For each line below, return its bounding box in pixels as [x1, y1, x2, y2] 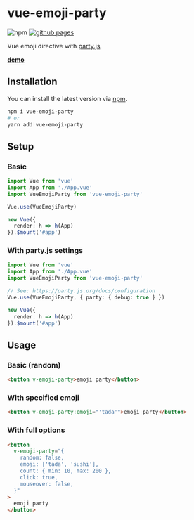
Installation [7, 76, 58, 88]
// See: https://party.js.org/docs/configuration [7, 287, 156, 294]
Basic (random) [7, 360, 61, 370]
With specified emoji [7, 392, 79, 402]
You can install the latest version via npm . [7, 94, 128, 103]
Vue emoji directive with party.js [7, 41, 101, 50]
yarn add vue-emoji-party [7, 121, 83, 128]
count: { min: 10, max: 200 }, [20, 467, 112, 475]
